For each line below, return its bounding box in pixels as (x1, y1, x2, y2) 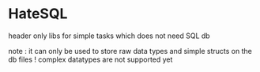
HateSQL (8, 5, 68, 23)
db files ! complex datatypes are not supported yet (8, 55, 173, 64)
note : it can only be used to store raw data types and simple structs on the (8, 46, 253, 55)
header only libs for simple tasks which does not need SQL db (8, 31, 211, 40)
